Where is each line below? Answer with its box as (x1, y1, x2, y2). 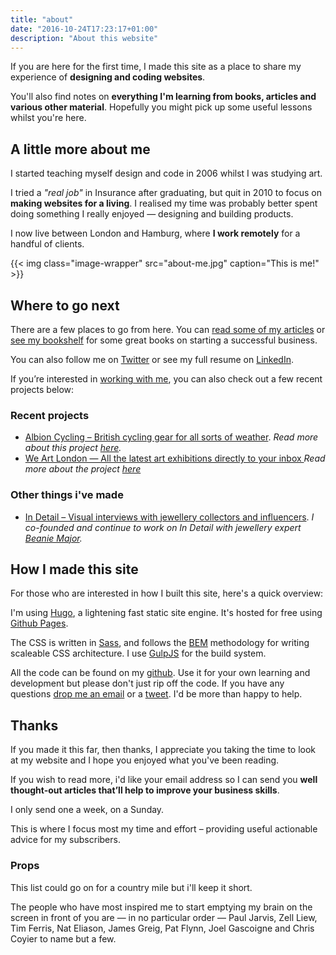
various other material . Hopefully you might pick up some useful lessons (10, 101, 313, 113)
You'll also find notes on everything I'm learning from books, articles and (10, 91, 317, 103)
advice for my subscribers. (10, 834, 121, 846)
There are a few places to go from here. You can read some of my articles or (10, 324, 326, 335)
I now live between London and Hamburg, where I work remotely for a (10, 227, 301, 240)
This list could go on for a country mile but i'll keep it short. (10, 881, 253, 893)
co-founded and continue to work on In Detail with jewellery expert (24, 521, 302, 533)
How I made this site (10, 561, 139, 578)
